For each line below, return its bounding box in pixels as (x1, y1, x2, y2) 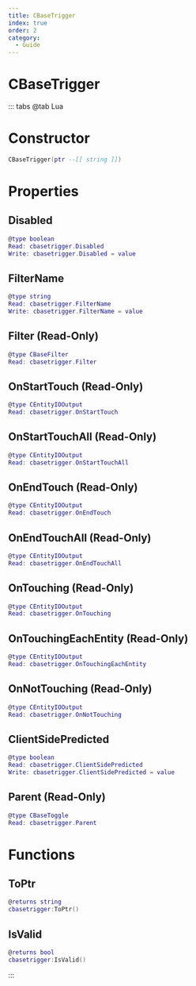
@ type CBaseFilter (8, 350, 69, 358)
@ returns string (8, 898, 62, 906)
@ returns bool (8, 949, 55, 957)
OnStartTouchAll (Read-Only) (8, 430, 156, 444)
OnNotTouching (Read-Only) (8, 682, 153, 695)
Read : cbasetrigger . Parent (8, 818, 97, 826)
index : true (8, 19, 47, 27)
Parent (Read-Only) (8, 791, 106, 804)
